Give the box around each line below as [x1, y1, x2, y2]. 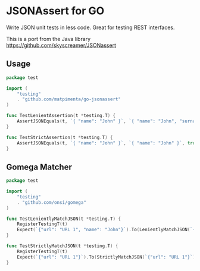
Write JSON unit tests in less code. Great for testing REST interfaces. [6, 24, 175, 31]
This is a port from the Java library [6, 35, 91, 42]
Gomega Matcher [6, 162, 73, 172]
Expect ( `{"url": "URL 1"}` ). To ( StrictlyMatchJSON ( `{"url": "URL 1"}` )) [17, 254, 198, 260]
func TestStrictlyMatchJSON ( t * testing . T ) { [6, 243, 118, 249]
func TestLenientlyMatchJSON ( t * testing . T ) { [6, 216, 121, 222]
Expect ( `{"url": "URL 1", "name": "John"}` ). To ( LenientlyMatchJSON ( [17, 227, 190, 233]
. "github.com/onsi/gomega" [17, 199, 86, 206]
